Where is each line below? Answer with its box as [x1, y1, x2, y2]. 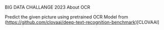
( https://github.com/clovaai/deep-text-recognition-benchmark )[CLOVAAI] [5, 19, 160, 25]
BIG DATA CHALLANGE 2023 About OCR [5, 4, 90, 10]
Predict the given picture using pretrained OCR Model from [5, 14, 128, 19]
